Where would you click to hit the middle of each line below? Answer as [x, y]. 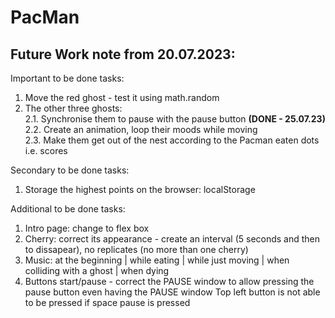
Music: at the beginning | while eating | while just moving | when [157, 260]
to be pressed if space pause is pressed [107, 302]
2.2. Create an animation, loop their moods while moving [141, 129]
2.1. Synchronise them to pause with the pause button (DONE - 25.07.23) [175, 119]
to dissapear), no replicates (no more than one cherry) [136, 249]
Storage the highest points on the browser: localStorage [140, 189]
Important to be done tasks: [67, 78]
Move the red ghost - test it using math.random [122, 97]
